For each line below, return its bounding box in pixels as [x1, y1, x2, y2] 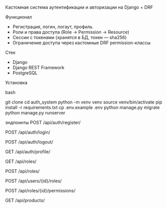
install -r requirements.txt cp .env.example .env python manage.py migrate [5, 105, 160, 110]
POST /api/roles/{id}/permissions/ [5, 188, 75, 193]
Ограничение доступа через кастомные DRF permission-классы [12, 40, 151, 46]
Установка [5, 80, 28, 85]
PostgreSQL [12, 70, 38, 76]
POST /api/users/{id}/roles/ [5, 178, 62, 184]
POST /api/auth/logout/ [5, 139, 54, 145]
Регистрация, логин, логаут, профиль [12, 24, 93, 30]
